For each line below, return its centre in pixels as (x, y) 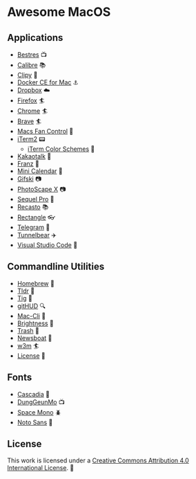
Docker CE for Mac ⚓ (48, 82)
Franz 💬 (28, 164)
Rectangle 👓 (36, 217)
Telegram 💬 (33, 227)
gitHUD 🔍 (31, 306)
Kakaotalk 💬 (34, 156)
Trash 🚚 (28, 330)
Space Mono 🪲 (39, 412)
